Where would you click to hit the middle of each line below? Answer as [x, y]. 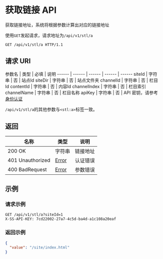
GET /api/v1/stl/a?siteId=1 [34, 215]
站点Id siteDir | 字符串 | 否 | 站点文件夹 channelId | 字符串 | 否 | [85, 80]
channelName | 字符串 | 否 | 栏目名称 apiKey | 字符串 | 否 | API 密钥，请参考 [81, 93]
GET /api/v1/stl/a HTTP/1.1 [34, 45]
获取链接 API [31, 10]
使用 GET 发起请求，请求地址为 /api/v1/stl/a [49, 35]
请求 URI [18, 61]
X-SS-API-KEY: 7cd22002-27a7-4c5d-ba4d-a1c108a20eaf [61, 219]
